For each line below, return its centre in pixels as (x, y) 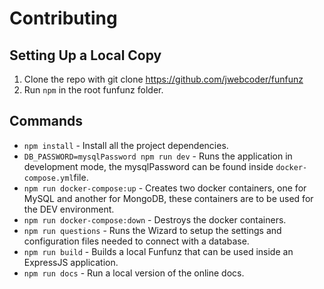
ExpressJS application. (71, 262)
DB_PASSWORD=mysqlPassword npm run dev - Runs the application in (158, 156)
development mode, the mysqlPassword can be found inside (148, 166)
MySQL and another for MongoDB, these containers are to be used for (168, 198)
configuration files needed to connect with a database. (136, 241)
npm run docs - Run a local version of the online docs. (134, 273)
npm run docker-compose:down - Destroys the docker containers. (155, 219)
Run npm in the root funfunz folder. (93, 90)
